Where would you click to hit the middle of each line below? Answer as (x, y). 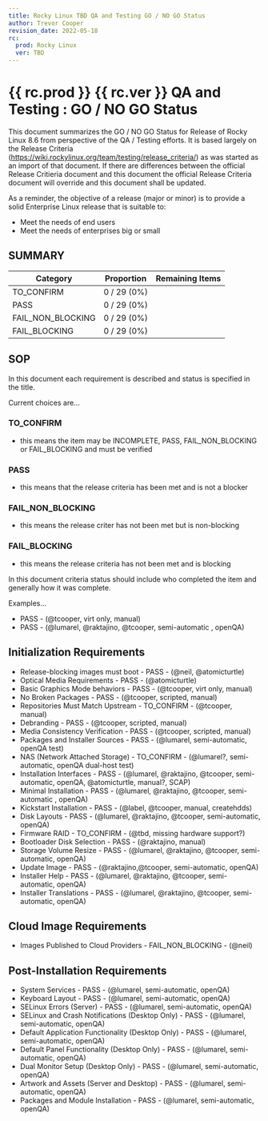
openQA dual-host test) (95, 765)
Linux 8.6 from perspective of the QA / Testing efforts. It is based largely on (133, 140)
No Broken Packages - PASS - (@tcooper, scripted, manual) (118, 697)
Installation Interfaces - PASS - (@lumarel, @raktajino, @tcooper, (127, 774)
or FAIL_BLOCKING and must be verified (86, 449)
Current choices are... (44, 402)
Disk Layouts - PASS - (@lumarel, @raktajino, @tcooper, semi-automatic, (140, 816)
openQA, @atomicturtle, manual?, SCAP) (124, 782)
